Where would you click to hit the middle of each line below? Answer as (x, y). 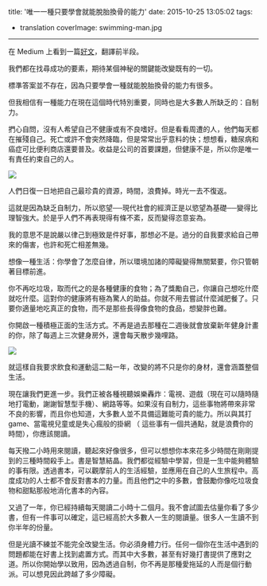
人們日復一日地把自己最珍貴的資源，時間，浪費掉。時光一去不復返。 (120, 191)
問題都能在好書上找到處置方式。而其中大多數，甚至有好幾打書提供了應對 (126, 554)
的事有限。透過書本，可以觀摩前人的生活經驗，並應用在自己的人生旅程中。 (130, 471)
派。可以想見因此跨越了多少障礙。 (64, 574)
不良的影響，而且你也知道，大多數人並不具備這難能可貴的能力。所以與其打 (130, 414)
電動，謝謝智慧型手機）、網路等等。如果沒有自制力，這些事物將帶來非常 (139, 404)
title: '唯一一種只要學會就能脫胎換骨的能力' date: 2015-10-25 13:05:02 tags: (130, 12)
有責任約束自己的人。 (43, 159)
